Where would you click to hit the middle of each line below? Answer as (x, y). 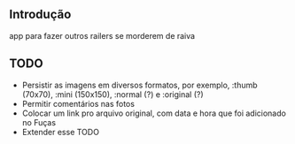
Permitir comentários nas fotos (78, 103)
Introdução (40, 15)
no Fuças (39, 122)
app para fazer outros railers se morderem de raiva (102, 35)
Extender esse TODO (61, 132)
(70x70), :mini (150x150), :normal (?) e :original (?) (113, 94)
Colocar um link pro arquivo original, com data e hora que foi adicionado (154, 113)
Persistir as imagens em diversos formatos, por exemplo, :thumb (140, 85)
